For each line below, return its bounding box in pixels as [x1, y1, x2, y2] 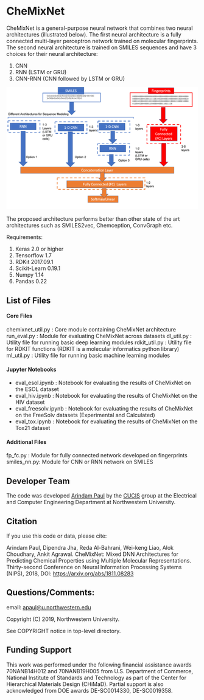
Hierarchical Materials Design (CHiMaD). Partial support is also [6, 680, 164, 688]
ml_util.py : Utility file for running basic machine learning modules [6, 352, 171, 359]
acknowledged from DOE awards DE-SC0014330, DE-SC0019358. [6, 687, 173, 694]
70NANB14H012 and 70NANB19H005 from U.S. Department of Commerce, [6, 667, 194, 674]
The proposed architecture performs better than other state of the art [6, 215, 180, 223]
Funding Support [6, 645, 72, 655]
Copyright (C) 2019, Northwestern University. [6, 615, 120, 623]
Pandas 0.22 [15, 278, 47, 285]
